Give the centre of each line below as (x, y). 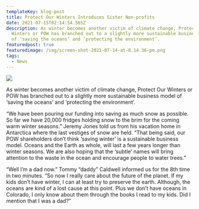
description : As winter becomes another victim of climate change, (91, 28)
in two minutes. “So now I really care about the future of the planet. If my (95, 175)
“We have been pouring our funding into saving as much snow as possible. (97, 113)
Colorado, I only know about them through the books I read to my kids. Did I (98, 194)
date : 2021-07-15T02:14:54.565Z (46, 23)
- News (20, 61)
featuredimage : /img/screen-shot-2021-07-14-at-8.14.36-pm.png (86, 50)
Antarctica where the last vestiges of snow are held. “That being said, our (96, 132)
